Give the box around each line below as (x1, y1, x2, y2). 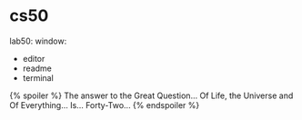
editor (22, 53, 45, 64)
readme (22, 63, 52, 74)
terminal (22, 72, 55, 83)
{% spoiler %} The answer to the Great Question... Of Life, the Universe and (9, 90, 294, 101)
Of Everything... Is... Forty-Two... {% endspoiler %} (9, 99, 200, 110)
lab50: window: (9, 35, 67, 46)
